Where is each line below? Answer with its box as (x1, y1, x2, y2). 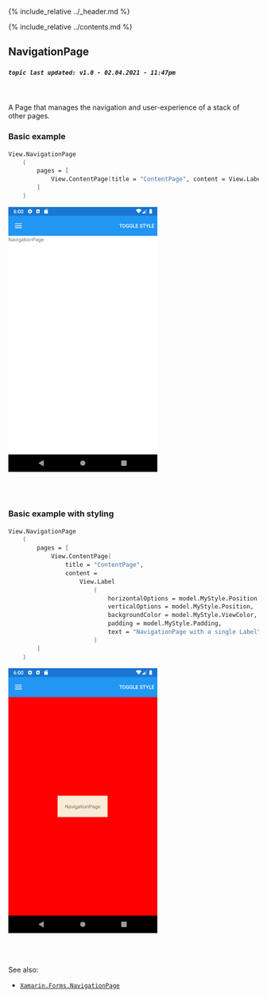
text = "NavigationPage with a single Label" (107, 628, 261, 636)
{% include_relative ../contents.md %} (8, 22, 133, 31)
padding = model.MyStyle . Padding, (107, 619, 222, 627)
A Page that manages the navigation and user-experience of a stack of (8, 103, 240, 112)
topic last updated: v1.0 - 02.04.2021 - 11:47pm (8, 68, 176, 76)
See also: (8, 965, 39, 974)
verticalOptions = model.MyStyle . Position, (107, 603, 254, 611)
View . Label (79, 577, 115, 585)
